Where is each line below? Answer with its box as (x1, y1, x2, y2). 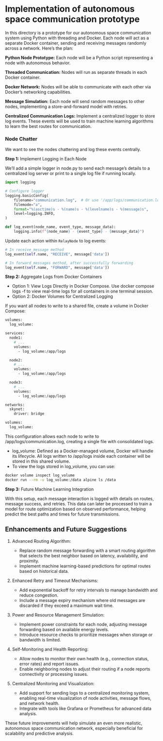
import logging (5, 180, 36, 185)
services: (5, 331, 25, 336)
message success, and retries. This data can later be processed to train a (5, 500, 152, 506)
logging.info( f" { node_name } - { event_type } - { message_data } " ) (14, 229, 145, 234)
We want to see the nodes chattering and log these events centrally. (5, 147, 141, 153)
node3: (9, 380, 23, 385)
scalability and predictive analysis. (5, 730, 74, 736)
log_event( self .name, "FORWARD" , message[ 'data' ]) (5, 265, 110, 270)
